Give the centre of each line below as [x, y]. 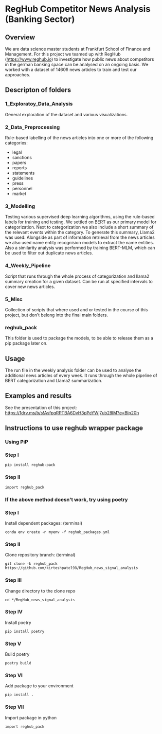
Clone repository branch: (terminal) [40, 555]
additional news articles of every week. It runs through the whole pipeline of [81, 375]
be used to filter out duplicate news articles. [49, 253]
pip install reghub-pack [30, 465]
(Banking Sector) [40, 19]
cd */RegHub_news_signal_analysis [40, 600]
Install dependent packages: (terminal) [44, 523]
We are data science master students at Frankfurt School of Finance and [78, 49]
